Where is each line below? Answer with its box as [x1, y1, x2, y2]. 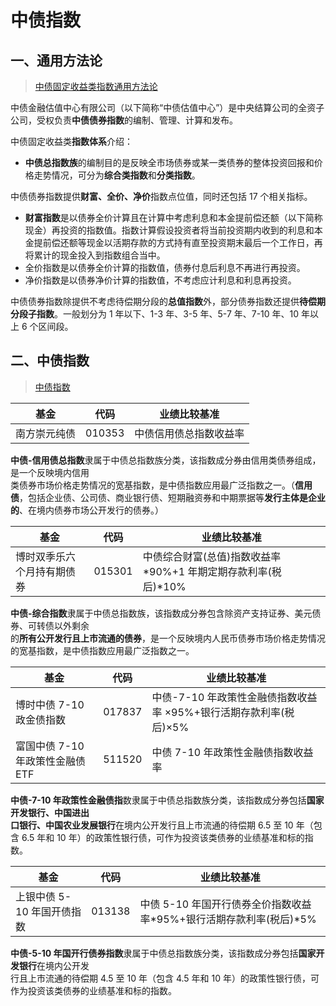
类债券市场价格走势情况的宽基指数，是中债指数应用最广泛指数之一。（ [10, 479, 295, 491]
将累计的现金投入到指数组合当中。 [24, 249, 166, 261]
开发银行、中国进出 [10, 806, 90, 818]
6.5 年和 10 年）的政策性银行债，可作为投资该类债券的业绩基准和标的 [21, 831, 305, 843]
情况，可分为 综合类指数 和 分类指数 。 [51, 169, 201, 181]
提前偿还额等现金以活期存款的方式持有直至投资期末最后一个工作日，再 [33, 237, 323, 248]
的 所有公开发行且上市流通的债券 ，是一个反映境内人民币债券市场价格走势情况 [10, 632, 326, 644]
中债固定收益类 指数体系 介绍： [10, 136, 133, 147]
